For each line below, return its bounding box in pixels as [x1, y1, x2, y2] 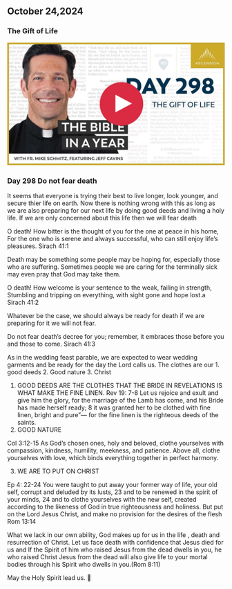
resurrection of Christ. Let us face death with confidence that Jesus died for [7, 538, 224, 547]
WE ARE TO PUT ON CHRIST [17, 467, 100, 475]
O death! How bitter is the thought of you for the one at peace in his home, [7, 227, 219, 236]
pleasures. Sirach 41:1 [7, 242, 69, 250]
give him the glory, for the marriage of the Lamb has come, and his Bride [17, 396, 224, 405]
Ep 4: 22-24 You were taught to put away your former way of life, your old [7, 481, 217, 489]
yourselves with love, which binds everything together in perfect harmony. [7, 454, 219, 462]
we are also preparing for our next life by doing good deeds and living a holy [7, 206, 224, 215]
